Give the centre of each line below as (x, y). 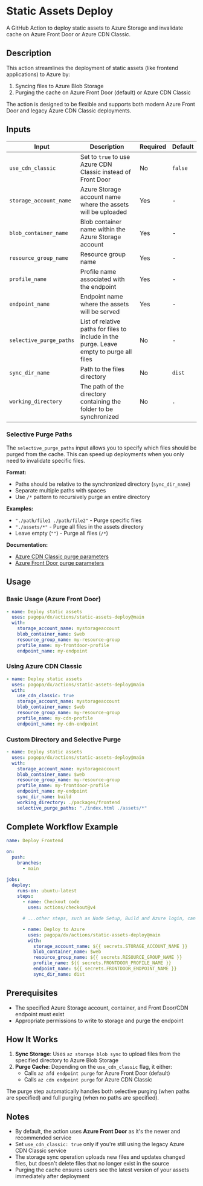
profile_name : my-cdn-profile (55, 718)
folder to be (97, 409)
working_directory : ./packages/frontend (69, 802)
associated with (102, 279)
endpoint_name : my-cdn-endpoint (58, 724)
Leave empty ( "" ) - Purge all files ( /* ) (62, 533)
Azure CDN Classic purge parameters (62, 556)
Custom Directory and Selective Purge (64, 740)
